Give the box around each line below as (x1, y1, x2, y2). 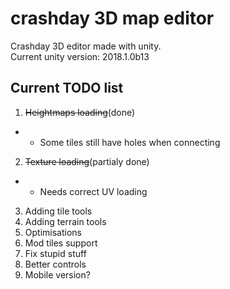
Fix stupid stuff (24, 247, 87, 259)
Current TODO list (10, 80, 124, 97)
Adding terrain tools (24, 215, 107, 227)
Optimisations (24, 226, 82, 238)
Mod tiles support (24, 237, 98, 249)
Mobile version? (24, 268, 91, 281)
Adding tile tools (24, 205, 93, 217)
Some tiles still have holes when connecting (39, 136, 221, 148)
